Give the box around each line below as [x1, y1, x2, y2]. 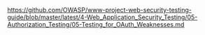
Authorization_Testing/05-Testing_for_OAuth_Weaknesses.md [7, 21, 185, 28]
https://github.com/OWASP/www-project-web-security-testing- [7, 6, 192, 14]
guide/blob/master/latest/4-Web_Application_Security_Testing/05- [7, 13, 198, 21]
